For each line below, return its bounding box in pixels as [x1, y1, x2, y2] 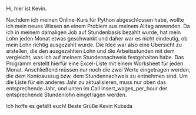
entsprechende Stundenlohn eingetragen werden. [6, 91, 127, 98]
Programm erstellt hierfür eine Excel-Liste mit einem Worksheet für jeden [6, 60, 184, 67]
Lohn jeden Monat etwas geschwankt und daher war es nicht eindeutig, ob [6, 35, 188, 42]
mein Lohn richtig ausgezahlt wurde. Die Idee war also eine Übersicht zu [6, 41, 182, 48]
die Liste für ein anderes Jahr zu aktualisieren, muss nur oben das [6, 79, 167, 86]
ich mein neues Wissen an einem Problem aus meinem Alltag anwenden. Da [6, 23, 190, 29]
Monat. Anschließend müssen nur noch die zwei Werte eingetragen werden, [6, 66, 191, 73]
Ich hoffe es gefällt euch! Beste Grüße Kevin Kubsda [6, 103, 133, 109]
